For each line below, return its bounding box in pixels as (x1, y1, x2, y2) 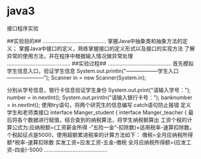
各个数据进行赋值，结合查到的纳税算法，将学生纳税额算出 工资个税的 (17, 116, 187, 123)
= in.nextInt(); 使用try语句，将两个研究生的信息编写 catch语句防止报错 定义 (7, 101, 191, 108)
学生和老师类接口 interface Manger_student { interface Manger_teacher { (7, 109, 187, 116)
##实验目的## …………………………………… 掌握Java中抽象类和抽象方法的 (7, 37, 183, 44)
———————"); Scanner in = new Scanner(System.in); (7, 74, 146, 81)
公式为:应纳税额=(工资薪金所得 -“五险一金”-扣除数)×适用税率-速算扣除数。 (11, 124, 195, 131)
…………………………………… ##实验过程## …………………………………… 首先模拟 (7, 60, 194, 67)
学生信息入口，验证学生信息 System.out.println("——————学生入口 (7, 67, 179, 74)
